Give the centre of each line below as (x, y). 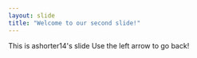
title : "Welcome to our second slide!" (75, 23)
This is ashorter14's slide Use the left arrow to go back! (99, 45)
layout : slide (32, 15)
